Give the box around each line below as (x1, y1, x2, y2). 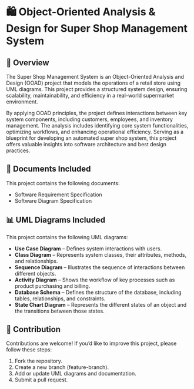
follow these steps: (6, 346, 52, 353)
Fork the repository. (14, 357, 63, 365)
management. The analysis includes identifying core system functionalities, (6, 122, 189, 129)
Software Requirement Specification (14, 191, 103, 198)
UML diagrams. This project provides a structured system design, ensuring (6, 86, 188, 92)
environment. (6, 98, 38, 105)
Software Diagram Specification (14, 197, 92, 204)
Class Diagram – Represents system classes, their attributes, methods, (14, 251, 187, 258)
